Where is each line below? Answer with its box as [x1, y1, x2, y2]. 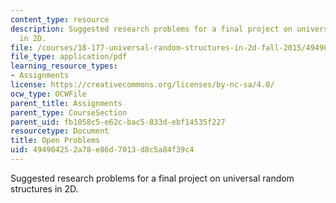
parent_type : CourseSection [10, 107, 128, 118]
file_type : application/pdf [10, 52, 128, 62]
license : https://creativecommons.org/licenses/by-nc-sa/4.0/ [10, 80, 275, 90]
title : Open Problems [10, 136, 101, 146]
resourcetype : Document [10, 126, 110, 136]
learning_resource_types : [10, 61, 118, 71]
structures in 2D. [10, 182, 79, 195]
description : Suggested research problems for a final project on [10, 24, 293, 34]
